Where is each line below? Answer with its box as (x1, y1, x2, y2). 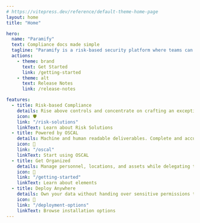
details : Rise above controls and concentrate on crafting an (17, 108, 174, 114)
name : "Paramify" (11, 36, 55, 42)
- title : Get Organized (11, 157, 70, 164)
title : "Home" (6, 20, 42, 26)
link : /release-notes (21, 86, 76, 92)
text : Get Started (21, 64, 68, 70)
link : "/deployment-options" (17, 202, 89, 208)
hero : (6, 30, 20, 36)
